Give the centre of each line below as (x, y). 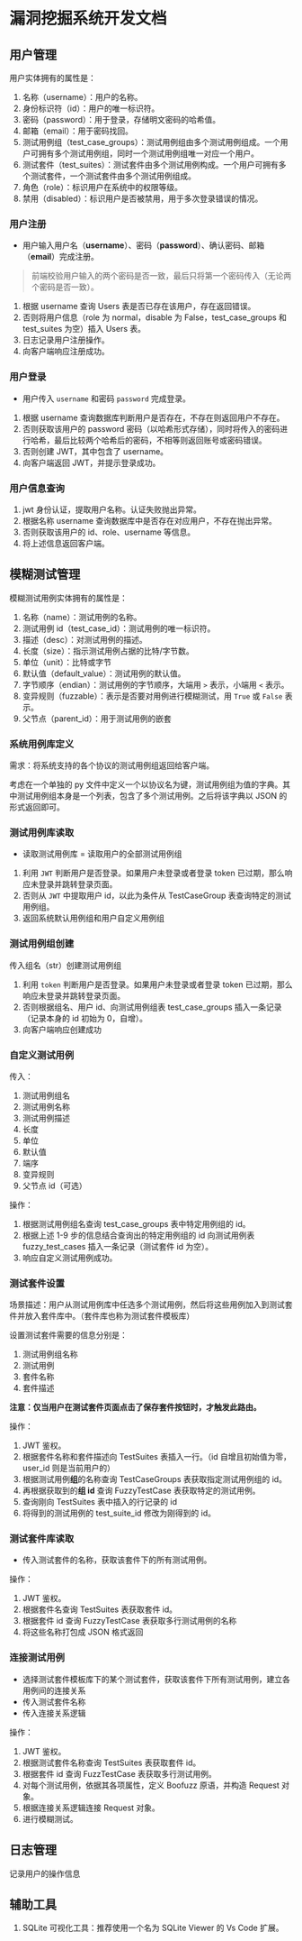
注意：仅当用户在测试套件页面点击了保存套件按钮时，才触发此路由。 (135, 1407)
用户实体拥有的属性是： (53, 78)
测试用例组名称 (50, 1354)
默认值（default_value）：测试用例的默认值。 (104, 673)
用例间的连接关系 (54, 1690)
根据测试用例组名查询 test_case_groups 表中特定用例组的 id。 (136, 1223)
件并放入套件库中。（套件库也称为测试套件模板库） (102, 1316)
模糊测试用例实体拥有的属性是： (68, 598)
